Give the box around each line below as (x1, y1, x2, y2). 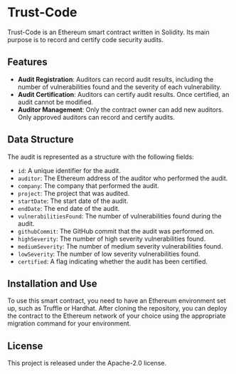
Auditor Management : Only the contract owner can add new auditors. (17, 105, 224, 114)
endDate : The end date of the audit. (17, 204, 120, 212)
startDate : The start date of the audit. (17, 197, 129, 205)
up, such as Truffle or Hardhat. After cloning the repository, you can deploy (7, 304, 227, 313)
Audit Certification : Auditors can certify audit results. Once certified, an (17, 90, 230, 98)
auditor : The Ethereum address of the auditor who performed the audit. (17, 174, 228, 182)
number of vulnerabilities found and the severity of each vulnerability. (17, 83, 222, 91)
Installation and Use (7, 277, 97, 289)
